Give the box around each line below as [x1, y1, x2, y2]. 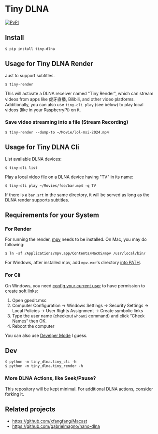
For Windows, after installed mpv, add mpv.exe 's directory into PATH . [5, 260, 141, 266]
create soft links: [5, 288, 38, 294]
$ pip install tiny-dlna [5, 46, 55, 51]
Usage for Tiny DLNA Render [5, 60, 93, 68]
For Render [5, 225, 31, 232]
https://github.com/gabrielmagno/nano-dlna [12, 423, 100, 429]
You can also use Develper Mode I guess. [5, 333, 88, 338]
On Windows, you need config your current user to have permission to [5, 283, 145, 288]
